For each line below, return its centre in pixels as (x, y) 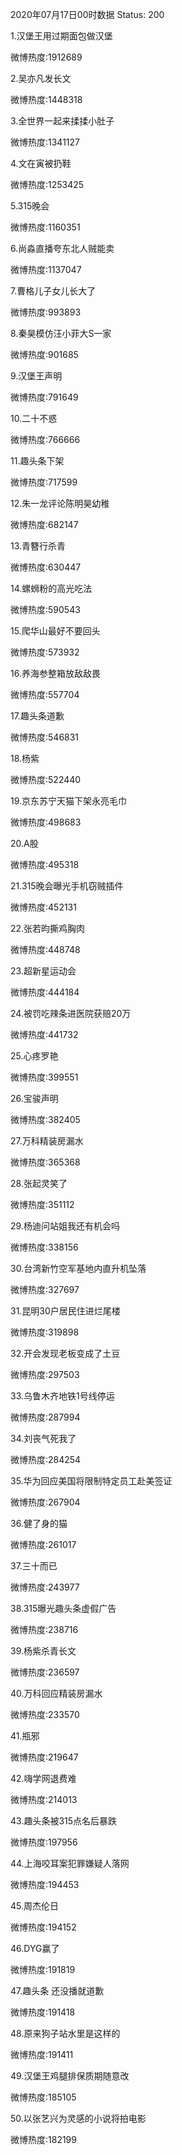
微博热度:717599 (44, 482)
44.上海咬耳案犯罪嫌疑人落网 (70, 1863)
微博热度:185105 (43, 2097)
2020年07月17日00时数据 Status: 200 (87, 14)
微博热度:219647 (44, 1757)
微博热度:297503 (45, 1374)
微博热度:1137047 (46, 269)
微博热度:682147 (44, 524)
